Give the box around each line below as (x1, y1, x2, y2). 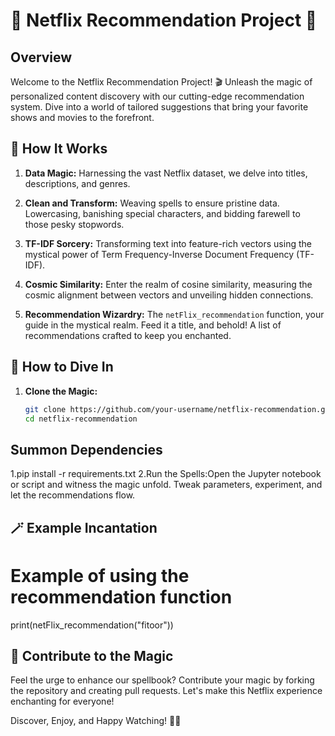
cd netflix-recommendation (24, 414, 138, 424)
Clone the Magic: (24, 385, 98, 397)
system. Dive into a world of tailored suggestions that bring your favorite (10, 101, 309, 113)
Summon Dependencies (10, 441, 163, 458)
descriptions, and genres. (24, 177, 131, 189)
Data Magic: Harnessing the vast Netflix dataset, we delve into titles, (24, 167, 308, 179)
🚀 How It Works (10, 140, 108, 158)
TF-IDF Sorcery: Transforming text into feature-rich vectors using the (24, 237, 312, 249)
